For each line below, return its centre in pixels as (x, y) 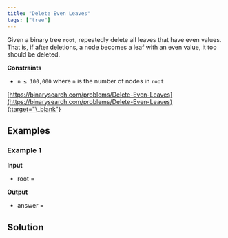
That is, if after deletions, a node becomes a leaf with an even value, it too (112, 47)
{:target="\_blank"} (34, 109)
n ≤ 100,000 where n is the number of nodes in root (90, 81)
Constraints (24, 68)
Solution (25, 227)
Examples (29, 131)
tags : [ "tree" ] (29, 20)
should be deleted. (34, 54)
